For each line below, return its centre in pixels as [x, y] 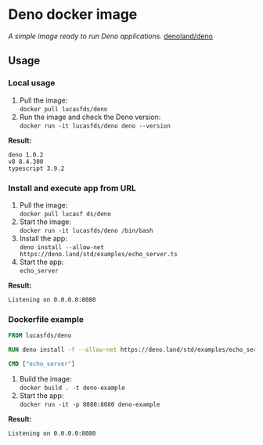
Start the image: [45, 222]
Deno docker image [73, 14]
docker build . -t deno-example [72, 388]
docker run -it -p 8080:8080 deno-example [90, 404]
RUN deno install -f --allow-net [63, 350]
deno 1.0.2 [26, 154]
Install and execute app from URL [72, 188]
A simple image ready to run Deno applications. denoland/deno [111, 36]
